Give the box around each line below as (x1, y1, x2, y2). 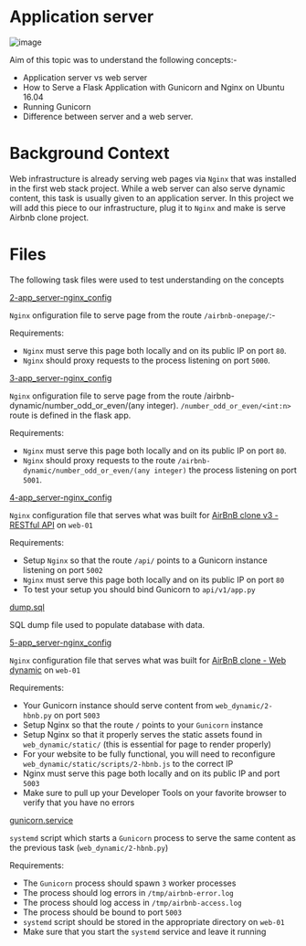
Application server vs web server (22, 71, 148, 83)
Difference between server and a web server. (22, 111, 194, 122)
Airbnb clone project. (9, 212, 90, 223)
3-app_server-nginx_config (9, 372, 112, 383)
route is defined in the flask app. (9, 409, 132, 420)
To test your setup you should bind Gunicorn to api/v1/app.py (22, 583, 256, 595)
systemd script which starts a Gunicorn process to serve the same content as (9, 832, 297, 843)
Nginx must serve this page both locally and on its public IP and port (22, 768, 280, 779)
